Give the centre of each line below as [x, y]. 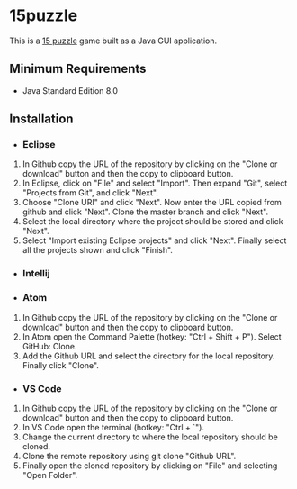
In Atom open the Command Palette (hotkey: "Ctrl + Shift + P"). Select [152, 336]
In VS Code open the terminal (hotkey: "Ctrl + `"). [113, 427]
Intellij [36, 274]
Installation [41, 119]
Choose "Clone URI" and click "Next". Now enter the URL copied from [152, 203]
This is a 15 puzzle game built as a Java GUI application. [113, 41]
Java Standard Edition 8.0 [70, 90]
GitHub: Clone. [49, 346]
